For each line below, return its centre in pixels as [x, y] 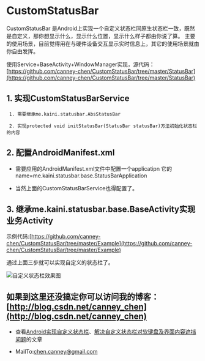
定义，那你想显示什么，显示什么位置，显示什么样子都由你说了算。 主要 [106, 36]
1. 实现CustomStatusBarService [68, 99]
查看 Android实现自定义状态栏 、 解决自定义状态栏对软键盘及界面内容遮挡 [106, 332]
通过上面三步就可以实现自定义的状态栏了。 [60, 262]
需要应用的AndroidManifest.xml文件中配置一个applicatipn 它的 [94, 168]
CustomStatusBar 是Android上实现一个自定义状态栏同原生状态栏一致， [95, 28]
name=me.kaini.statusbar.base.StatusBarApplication [81, 176]
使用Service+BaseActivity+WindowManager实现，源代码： [80, 64]
